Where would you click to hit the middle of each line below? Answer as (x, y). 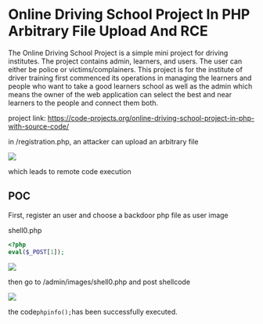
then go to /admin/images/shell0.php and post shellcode (99, 282)
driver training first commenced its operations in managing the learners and (130, 78)
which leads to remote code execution (70, 171)
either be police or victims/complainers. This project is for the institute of (125, 69)
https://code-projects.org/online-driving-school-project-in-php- (151, 118)
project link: (27, 118)
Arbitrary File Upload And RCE (108, 31)
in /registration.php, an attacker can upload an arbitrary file (103, 141)
